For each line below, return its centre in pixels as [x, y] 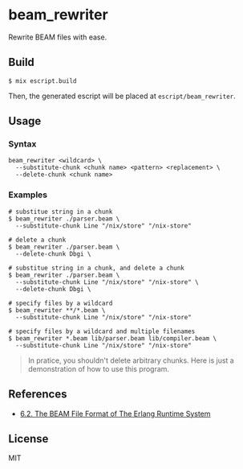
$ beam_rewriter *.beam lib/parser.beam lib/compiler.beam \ [113, 338]
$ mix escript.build [43, 81]
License [28, 439]
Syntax [22, 144]
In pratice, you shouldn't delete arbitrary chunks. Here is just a [131, 360]
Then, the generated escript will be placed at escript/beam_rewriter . [122, 96]
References [38, 395]
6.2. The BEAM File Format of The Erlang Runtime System [115, 413]
